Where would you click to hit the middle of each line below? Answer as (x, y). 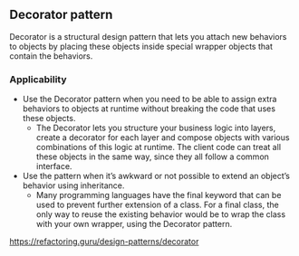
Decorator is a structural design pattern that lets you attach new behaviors (148, 36)
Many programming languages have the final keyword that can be (159, 195)
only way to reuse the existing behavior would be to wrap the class (161, 214)
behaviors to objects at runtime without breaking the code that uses (149, 109)
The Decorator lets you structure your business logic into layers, (156, 128)
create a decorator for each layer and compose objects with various (163, 137)
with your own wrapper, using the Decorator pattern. (134, 224)
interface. (54, 166)
